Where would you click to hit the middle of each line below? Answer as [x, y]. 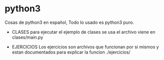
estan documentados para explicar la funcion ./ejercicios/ [71, 52]
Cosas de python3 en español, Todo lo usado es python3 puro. [69, 22]
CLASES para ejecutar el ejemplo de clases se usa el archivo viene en [83, 32]
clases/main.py [27, 37]
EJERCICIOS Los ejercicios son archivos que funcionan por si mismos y [85, 47]
